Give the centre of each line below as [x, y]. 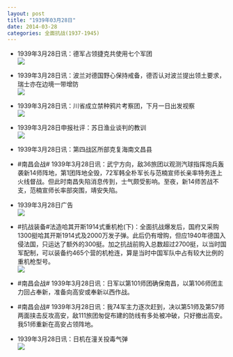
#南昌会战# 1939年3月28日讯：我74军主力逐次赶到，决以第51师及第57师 [121, 307]
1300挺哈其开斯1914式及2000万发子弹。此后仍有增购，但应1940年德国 [119, 236]
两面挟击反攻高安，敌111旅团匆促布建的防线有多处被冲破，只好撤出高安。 [121, 316]
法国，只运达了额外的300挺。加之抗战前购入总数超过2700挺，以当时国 [125, 244]
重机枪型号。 [35, 262]
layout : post [26, 14]
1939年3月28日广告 [45, 205]
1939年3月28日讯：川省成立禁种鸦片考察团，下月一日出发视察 [106, 106]
